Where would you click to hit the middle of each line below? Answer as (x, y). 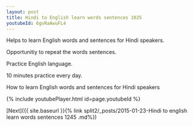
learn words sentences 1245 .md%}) (51, 117)
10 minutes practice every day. (44, 76)
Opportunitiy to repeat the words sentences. (61, 52)
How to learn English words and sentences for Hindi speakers (83, 87)
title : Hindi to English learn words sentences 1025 (74, 18)
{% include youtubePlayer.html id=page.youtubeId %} (74, 99)
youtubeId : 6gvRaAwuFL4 (36, 23)
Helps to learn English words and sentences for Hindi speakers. (85, 41)
